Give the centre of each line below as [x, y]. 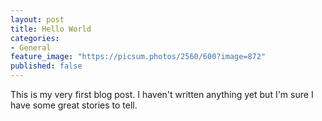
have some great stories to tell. [74, 105]
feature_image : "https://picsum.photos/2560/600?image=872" [138, 57]
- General [31, 47]
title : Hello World [51, 29]
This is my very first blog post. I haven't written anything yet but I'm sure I [162, 94]
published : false [46, 66]
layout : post [37, 19]
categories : [35, 38]
